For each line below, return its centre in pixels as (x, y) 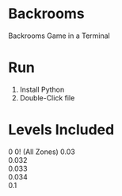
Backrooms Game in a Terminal (59, 36)
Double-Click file (47, 98)
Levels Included (61, 130)
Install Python (42, 89)
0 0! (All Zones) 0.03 (42, 152)
